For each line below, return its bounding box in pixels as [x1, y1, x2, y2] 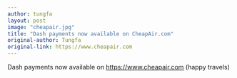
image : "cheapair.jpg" [7, 23, 75, 30]
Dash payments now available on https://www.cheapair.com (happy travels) [7, 63, 231, 71]
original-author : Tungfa [7, 37, 81, 44]
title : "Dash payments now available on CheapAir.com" [7, 30, 174, 38]
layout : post [7, 17, 46, 24]
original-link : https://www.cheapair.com [7, 43, 133, 50]
